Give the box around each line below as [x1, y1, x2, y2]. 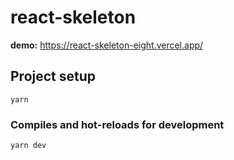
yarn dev [10, 141, 47, 151]
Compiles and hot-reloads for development [10, 117, 225, 131]
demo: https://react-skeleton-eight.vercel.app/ [10, 39, 204, 51]
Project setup [10, 68, 97, 85]
